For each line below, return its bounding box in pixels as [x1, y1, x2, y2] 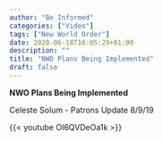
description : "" [9, 46, 70, 55]
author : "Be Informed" [9, 12, 94, 22]
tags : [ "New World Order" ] [9, 29, 110, 38]
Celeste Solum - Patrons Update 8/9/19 [9, 104, 154, 115]
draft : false [9, 63, 58, 72]
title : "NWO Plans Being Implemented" [9, 54, 154, 63]
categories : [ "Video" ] [9, 21, 94, 30]
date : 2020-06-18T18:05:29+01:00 [9, 37, 134, 47]
